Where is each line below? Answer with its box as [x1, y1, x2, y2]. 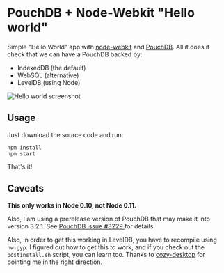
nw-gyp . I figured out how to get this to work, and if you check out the [7, 242, 205, 251]
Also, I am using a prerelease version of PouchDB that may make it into [7, 214, 211, 223]
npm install [7, 144, 42, 151]
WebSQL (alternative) [17, 71, 79, 79]
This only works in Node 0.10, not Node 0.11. [7, 201, 137, 210]
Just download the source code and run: [7, 130, 124, 139]
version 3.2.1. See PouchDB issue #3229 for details [7, 221, 154, 231]
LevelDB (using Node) [17, 78, 81, 86]
